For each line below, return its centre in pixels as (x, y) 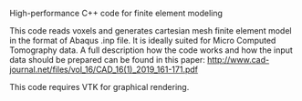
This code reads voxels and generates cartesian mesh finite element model (151, 30)
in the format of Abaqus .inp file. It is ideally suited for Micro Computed (143, 40)
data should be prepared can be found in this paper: (107, 60)
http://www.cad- (238, 60)
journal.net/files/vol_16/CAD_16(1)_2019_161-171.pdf (104, 69)
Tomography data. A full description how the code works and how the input (151, 50)
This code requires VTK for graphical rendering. (99, 87)
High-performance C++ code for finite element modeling (116, 13)
